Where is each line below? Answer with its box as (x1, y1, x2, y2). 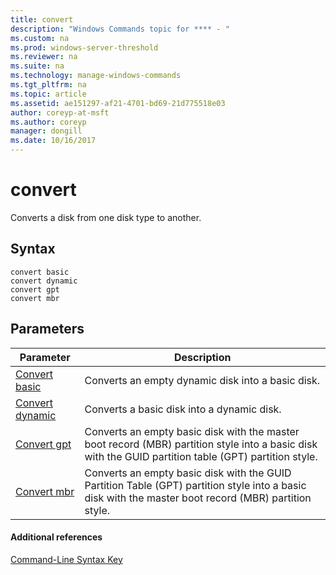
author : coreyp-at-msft (10, 107, 110, 118)
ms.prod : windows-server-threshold (10, 42, 159, 53)
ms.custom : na (10, 33, 70, 43)
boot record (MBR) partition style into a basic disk (84, 437, 318, 451)
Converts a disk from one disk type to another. (10, 211, 202, 223)
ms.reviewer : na (10, 52, 78, 62)
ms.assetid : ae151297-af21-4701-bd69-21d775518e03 (10, 98, 226, 108)
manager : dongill (10, 126, 83, 136)
